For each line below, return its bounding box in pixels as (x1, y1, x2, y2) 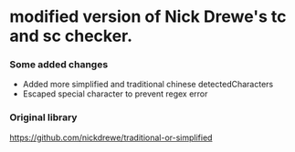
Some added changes (9, 58, 109, 71)
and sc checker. (9, 25, 133, 46)
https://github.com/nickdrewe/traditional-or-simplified (9, 132, 213, 143)
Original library (9, 111, 78, 124)
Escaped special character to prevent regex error (22, 88, 208, 99)
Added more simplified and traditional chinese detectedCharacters (22, 79, 274, 90)
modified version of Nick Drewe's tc (9, 6, 287, 27)
